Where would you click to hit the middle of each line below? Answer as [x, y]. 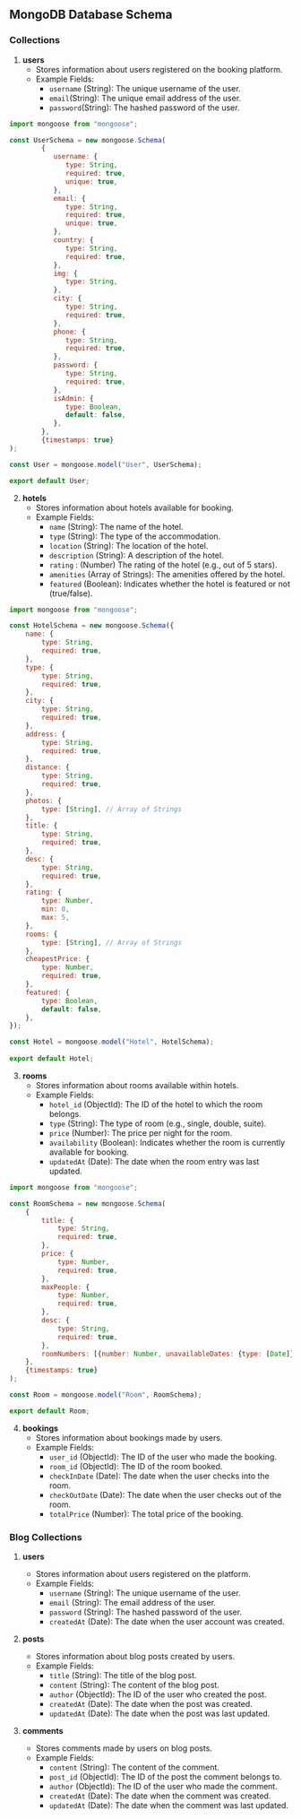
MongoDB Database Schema [91, 15]
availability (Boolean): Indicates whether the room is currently [167, 1142]
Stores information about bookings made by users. [129, 1437]
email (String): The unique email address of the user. [145, 98]
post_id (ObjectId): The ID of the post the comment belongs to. [165, 1777]
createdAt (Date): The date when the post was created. [150, 1704]
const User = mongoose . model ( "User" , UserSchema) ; [106, 464]
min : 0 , [56, 909]
